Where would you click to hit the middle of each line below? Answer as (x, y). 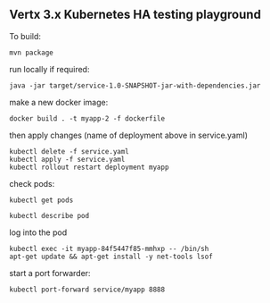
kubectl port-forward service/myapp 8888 (87, 290)
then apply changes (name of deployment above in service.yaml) (128, 135)
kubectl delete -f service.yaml (69, 151)
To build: (25, 36)
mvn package (31, 53)
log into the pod (38, 232)
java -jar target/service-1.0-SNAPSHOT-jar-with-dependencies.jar (135, 85)
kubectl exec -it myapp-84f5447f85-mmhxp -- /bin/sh (109, 248)
